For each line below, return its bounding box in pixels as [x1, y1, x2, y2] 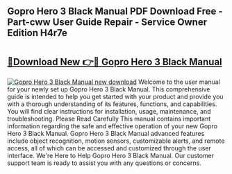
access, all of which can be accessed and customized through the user [7, 144, 211, 152]
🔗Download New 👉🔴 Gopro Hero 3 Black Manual [7, 55, 222, 68]
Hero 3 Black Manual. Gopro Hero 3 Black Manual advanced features [7, 130, 205, 137]
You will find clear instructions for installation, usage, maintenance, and [7, 107, 211, 115]
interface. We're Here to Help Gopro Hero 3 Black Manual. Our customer [7, 152, 215, 159]
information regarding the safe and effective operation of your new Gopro [7, 122, 217, 130]
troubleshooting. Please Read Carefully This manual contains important [7, 114, 211, 123]
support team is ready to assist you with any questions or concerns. [7, 159, 201, 167]
